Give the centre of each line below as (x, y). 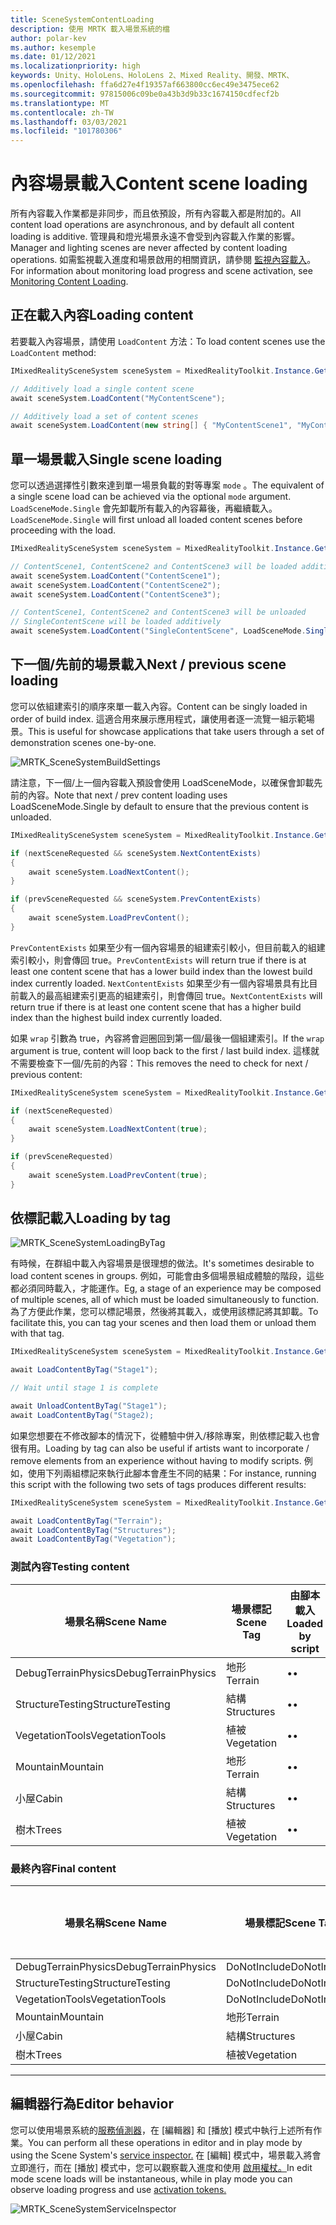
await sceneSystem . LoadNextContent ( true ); (118, 1129)
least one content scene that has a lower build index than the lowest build (161, 971)
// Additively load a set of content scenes (104, 416)
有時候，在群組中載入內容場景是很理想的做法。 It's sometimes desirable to (162, 1263)
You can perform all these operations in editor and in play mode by (165, 2142)
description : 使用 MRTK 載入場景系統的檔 (90, 29)
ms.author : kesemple (53, 47)
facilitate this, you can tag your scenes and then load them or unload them (163, 1323)
